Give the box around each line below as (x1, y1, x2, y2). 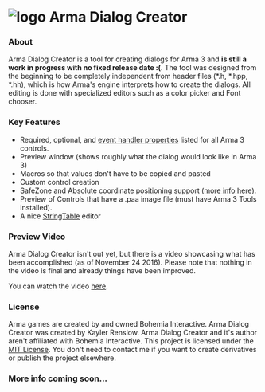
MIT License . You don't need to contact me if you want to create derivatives (8, 345, 257, 355)
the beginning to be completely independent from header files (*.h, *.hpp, (8, 72, 248, 81)
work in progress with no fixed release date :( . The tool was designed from (8, 63, 257, 73)
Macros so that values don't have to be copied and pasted (19, 168, 211, 178)
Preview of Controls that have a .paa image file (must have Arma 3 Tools (19, 194, 257, 203)
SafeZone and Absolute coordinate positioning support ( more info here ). (19, 186, 257, 195)
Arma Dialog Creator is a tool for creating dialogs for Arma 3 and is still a (8, 54, 247, 64)
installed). (19, 202, 53, 212)
